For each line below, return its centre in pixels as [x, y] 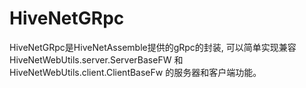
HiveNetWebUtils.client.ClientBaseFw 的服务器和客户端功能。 [135, 72]
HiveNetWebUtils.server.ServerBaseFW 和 [96, 59]
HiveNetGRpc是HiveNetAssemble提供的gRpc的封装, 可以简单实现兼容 [153, 47]
